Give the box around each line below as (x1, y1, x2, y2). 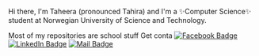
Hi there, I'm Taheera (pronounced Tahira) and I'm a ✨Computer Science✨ (8, 7, 252, 16)
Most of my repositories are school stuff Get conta (8, 31, 173, 40)
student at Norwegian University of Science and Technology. (8, 16, 208, 24)
